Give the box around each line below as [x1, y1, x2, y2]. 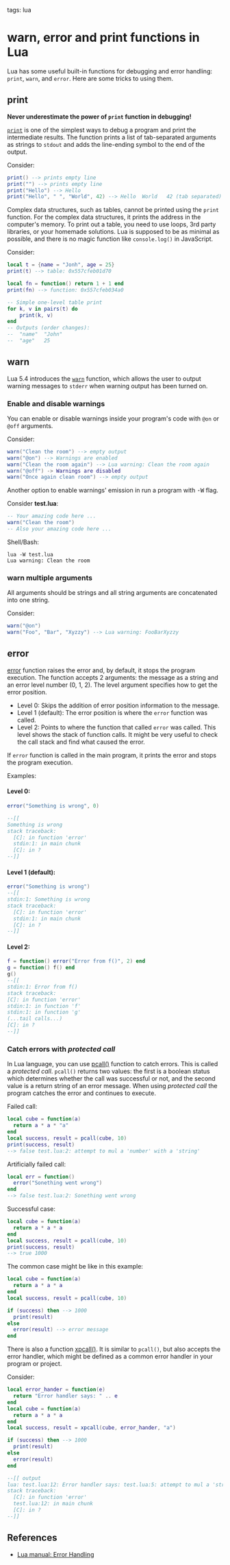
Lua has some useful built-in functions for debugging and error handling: [7, 67, 213, 75]
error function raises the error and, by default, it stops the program [7, 666, 195, 674]
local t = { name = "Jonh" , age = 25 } [7, 261, 115, 268]
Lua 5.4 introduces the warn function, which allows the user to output [7, 374, 202, 383]
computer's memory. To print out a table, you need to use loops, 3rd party [7, 220, 216, 228]
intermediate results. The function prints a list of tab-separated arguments [7, 133, 217, 141]
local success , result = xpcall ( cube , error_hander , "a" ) [7, 1424, 176, 1431]
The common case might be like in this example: [7, 1262, 144, 1271]
